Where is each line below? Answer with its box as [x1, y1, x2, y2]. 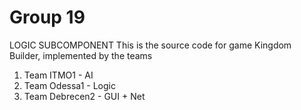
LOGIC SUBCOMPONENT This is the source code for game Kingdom [9, 39, 292, 51]
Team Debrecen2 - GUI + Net [23, 90, 146, 102]
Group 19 [9, 6, 86, 29]
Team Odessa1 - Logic [23, 79, 116, 91]
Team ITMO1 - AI [23, 69, 94, 81]
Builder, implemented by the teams [9, 49, 153, 61]
